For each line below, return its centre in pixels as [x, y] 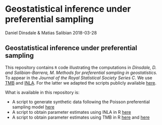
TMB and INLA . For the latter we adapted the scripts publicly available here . [81, 83]
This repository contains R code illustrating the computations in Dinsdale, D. [81, 67]
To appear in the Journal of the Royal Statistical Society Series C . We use [79, 78]
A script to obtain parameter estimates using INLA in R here [72, 112]
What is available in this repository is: [42, 92]
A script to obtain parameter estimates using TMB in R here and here [81, 117]
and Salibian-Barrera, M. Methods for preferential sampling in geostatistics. [81, 72]
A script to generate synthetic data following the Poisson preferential [81, 102]
